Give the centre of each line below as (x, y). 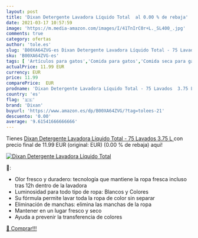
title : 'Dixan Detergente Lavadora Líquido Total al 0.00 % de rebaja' (97, 17)
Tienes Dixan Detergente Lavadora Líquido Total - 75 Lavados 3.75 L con (95, 139)
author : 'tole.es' (29, 45)
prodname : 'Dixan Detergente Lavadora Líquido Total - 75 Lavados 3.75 (97, 89)
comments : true (25, 34)
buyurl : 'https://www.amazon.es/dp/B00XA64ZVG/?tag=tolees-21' (85, 111)
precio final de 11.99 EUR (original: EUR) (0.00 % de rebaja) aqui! (85, 145)
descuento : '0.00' (29, 116)
